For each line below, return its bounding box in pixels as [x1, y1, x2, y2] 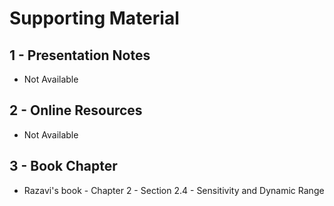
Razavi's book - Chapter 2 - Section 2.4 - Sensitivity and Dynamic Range [23, 184, 325, 196]
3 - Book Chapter [9, 158, 118, 175]
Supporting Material [9, 7, 180, 30]
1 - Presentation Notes [9, 47, 151, 64]
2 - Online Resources [9, 102, 143, 119]
